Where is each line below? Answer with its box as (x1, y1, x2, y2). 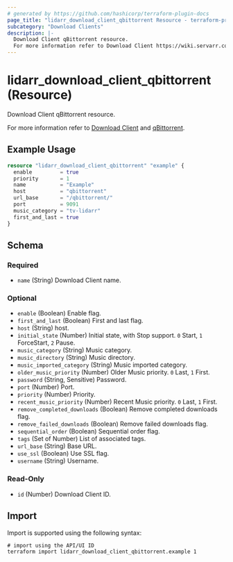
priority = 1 (13, 175, 70, 182)
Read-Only (7, 474, 45, 484)
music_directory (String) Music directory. (17, 354, 135, 362)
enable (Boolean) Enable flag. (17, 309, 102, 317)
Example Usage (7, 144, 76, 156)
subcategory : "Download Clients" (7, 23, 104, 30)
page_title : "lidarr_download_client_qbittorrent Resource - (7, 17, 188, 24)
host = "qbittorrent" (13, 188, 107, 195)
